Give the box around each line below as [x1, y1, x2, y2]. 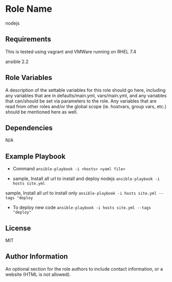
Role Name [5, 3, 52, 15]
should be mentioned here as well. [5, 109, 78, 115]
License [5, 224, 31, 232]
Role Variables [5, 73, 52, 82]
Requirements [5, 35, 51, 44]
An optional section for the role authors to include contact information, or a [5, 266, 163, 272]
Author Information [5, 252, 68, 261]
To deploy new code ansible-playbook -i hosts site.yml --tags [12, 205, 151, 211]
